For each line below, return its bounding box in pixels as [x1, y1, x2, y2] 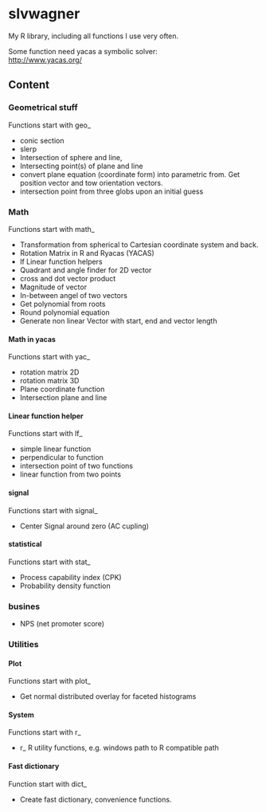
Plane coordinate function [19, 384, 105, 394]
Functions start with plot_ [8, 677, 92, 686]
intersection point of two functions [19, 461, 134, 471]
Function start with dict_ [8, 779, 88, 789]
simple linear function [19, 444, 92, 454]
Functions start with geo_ [8, 120, 92, 130]
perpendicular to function [19, 453, 104, 462]
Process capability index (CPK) [19, 572, 122, 582]
